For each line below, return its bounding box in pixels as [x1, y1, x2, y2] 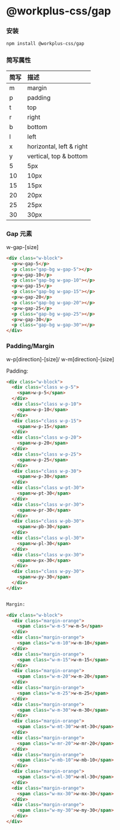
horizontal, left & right [27, 142, 88, 151]
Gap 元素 [6, 229, 32, 238]
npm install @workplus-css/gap [6, 41, 85, 47]
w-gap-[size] [6, 243, 39, 250]
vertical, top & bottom [27, 152, 88, 160]
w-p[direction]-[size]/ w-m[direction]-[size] [6, 355, 115, 362]
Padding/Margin [6, 342, 55, 350]
